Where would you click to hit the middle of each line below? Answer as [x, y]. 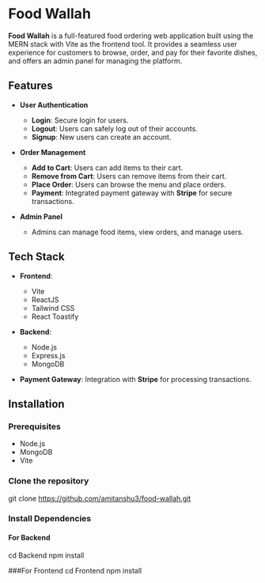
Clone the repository [49, 481]
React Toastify [55, 316]
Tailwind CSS [53, 308]
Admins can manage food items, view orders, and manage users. [137, 232]
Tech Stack [36, 257]
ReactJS [45, 299]
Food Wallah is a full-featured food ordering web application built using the [131, 36]
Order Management [53, 152]
